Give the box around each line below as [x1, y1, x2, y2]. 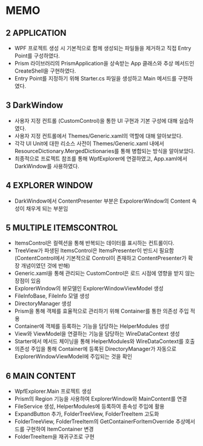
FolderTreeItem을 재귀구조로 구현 [14, 433, 95, 441]
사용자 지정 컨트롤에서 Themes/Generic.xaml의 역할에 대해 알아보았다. [14, 132, 183, 139]
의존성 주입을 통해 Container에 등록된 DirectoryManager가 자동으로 [14, 346, 177, 353]
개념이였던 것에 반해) [21, 262, 70, 269]
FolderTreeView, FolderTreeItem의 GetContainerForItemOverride [14, 418, 175, 425]
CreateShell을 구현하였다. [14, 67, 76, 74]
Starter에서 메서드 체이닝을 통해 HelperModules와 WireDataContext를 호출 [14, 338, 195, 345]
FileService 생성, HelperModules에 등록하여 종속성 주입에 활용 [14, 403, 165, 410]
